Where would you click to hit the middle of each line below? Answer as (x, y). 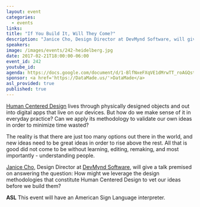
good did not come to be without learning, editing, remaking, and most (93, 149)
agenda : (16, 73)
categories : (21, 17)
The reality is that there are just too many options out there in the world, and (99, 136)
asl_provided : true (30, 84)
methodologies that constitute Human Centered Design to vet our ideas (93, 180)
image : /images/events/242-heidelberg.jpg (60, 51)
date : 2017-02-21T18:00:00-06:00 (48, 56)
